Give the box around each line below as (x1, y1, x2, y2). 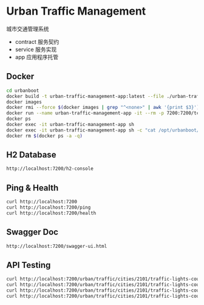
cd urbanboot (6, 87, 39, 94)
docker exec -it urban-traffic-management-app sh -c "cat (6, 127, 156, 133)
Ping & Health (6, 183, 59, 193)
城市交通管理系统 (6, 25, 49, 32)
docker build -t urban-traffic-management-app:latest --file (6, 93, 165, 99)
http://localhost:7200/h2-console (6, 166, 94, 172)
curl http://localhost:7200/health (6, 210, 97, 216)
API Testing (6, 260, 51, 270)
